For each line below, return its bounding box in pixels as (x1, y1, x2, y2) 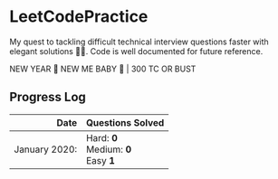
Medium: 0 (85, 143, 132, 155)
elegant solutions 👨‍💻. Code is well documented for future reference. (9, 45, 264, 56)
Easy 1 (85, 154, 116, 166)
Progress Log (9, 89, 86, 105)
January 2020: (14, 143, 78, 155)
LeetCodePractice (9, 6, 149, 27)
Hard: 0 (85, 131, 118, 144)
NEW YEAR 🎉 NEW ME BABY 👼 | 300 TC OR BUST (9, 63, 197, 74)
